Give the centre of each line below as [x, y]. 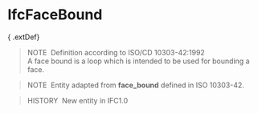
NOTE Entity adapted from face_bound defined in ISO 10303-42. [135, 85]
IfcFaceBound [55, 15]
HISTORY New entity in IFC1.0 [78, 100]
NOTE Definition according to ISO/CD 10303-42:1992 [116, 52]
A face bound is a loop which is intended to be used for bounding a [138, 61]
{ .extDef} [24, 37]
